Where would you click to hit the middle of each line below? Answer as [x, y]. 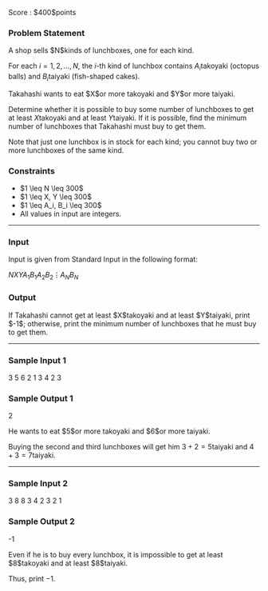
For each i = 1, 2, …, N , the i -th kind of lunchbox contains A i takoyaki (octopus [134, 67]
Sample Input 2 [38, 484]
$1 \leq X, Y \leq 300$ [55, 197]
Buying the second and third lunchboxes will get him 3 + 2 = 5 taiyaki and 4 [131, 447]
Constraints [32, 170]
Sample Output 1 [41, 398]
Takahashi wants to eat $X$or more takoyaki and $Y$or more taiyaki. [122, 94]
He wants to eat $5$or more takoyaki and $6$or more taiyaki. [110, 431]
